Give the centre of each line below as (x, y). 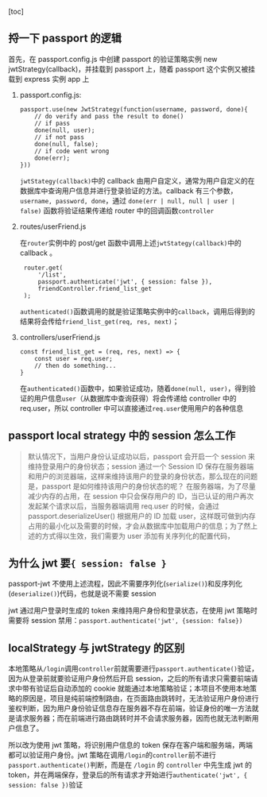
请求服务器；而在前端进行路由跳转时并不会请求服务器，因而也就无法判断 (133, 718)
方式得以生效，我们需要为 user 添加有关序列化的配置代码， (138, 536)
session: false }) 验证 (46, 785)
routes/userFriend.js (53, 226)
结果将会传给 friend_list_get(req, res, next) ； (99, 321)
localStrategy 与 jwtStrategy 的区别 (97, 648)
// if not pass (60, 137)
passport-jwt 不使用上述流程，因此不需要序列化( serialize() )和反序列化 (125, 584)
